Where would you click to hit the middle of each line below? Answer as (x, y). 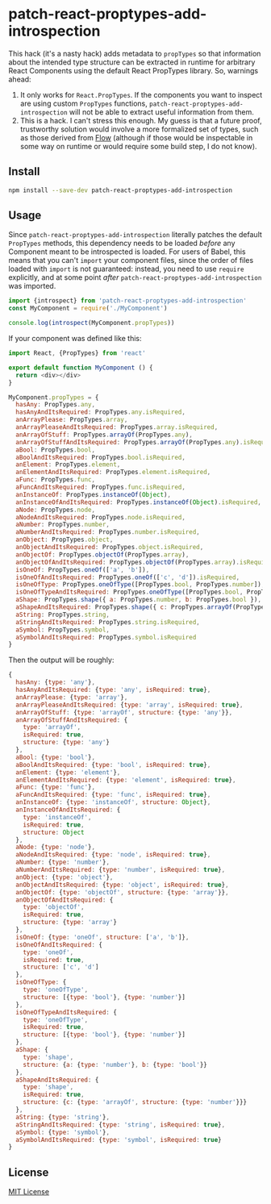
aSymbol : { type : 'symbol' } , (63, 1132)
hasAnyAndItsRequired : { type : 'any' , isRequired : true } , (113, 690)
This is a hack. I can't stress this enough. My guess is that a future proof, (141, 120)
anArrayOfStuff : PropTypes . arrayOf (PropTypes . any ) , (104, 435)
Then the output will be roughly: (61, 660)
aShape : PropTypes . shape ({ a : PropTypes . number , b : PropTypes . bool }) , (139, 600)
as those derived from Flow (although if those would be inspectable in (136, 137)
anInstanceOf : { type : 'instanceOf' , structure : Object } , (113, 802)
